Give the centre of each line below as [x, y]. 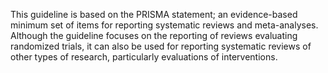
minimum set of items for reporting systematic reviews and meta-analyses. [164, 25]
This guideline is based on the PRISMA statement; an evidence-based [154, 14]
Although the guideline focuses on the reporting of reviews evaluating [154, 35]
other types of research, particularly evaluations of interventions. [144, 57]
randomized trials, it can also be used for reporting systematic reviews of [161, 46]
